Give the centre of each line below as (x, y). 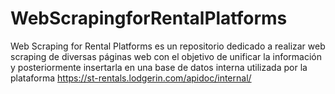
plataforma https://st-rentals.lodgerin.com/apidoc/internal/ (131, 78)
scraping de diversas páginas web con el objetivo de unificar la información (166, 56)
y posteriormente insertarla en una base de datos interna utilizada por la (159, 67)
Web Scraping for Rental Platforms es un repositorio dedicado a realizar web (168, 46)
